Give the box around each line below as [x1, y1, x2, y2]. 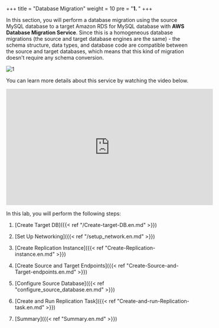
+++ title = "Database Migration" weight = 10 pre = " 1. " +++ [6, 5, 152, 12]
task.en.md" [14, 304, 45, 311]
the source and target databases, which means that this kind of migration [6, 48, 184, 55]
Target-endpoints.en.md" [14, 268, 77, 275]
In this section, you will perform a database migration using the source [6, 17, 178, 23]
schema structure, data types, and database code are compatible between [6, 41, 188, 48]
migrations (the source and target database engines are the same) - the [6, 35, 181, 42]
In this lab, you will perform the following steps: [6, 210, 121, 217]
